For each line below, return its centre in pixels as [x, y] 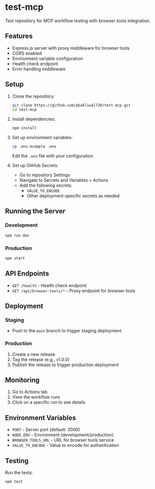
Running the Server [35, 211]
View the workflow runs [36, 397]
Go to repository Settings [45, 175]
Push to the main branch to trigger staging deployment [67, 331]
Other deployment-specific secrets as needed [73, 196]
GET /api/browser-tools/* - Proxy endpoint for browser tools [74, 290]
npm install [24, 128]
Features [19, 36]
